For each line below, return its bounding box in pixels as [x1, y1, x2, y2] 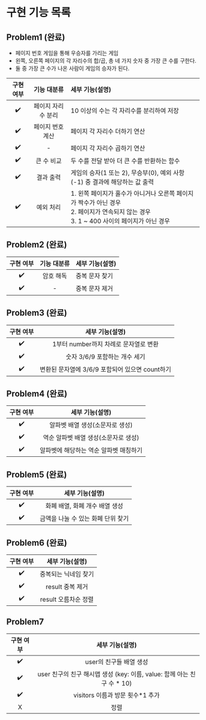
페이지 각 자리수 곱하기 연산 [70, 144, 145, 152]
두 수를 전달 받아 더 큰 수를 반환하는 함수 [70, 156, 180, 165]
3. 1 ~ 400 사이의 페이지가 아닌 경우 [70, 217, 170, 225]
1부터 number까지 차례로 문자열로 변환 [51, 340, 159, 348]
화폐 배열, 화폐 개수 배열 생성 [45, 501, 124, 510]
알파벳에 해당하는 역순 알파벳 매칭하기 [39, 446, 143, 454]
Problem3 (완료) [6, 308, 67, 318]
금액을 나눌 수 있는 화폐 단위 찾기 [39, 514, 129, 523]
